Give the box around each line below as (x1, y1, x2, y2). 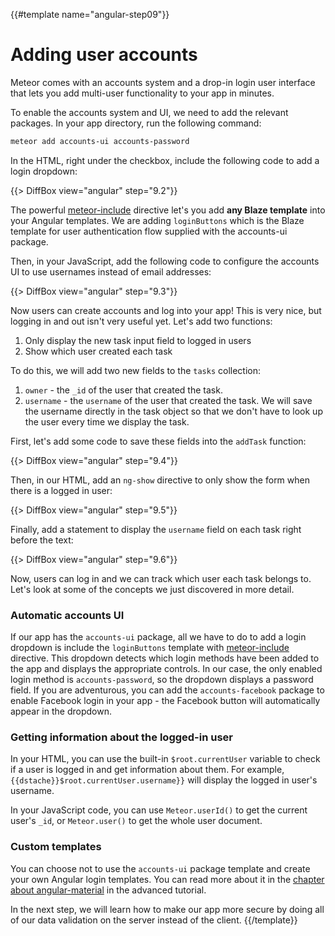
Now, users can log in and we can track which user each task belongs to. (10, 572, 312, 584)
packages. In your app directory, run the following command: (10, 117, 262, 129)
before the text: (10, 534, 74, 546)
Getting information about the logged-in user (10, 730, 234, 744)
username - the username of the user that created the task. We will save (24, 394, 313, 406)
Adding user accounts (10, 44, 198, 66)
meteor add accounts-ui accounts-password (10, 136, 190, 146)
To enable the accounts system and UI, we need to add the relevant (10, 106, 289, 118)
